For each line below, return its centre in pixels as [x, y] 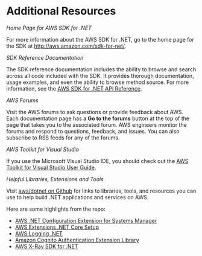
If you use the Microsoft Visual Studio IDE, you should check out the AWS [97, 161]
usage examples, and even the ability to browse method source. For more [98, 82]
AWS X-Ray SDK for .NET [46, 246]
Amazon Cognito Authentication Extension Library [77, 240]
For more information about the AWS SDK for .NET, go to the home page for [100, 39]
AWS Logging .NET [39, 233]
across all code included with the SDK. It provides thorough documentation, [100, 75]
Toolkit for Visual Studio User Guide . [51, 167]
